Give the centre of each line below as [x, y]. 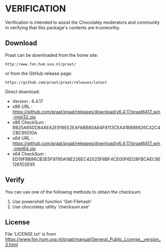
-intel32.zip [24, 117]
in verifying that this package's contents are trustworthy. [63, 27]
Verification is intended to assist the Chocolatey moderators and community [83, 22]
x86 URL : [22, 106]
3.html [12, 245]
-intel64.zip [24, 149]
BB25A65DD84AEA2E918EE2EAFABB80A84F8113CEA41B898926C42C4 [86, 127]
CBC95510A [24, 133]
